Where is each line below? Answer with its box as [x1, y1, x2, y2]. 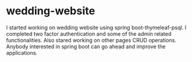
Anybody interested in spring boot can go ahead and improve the [6, 43, 166, 50]
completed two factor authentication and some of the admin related [6, 30, 172, 37]
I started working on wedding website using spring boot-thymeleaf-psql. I [6, 24, 187, 31]
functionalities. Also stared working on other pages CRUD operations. [6, 36, 177, 44]
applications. [6, 49, 37, 56]
